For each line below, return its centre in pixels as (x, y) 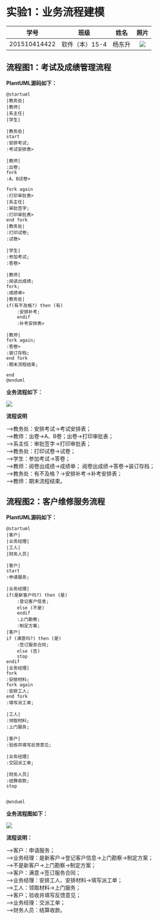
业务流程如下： (24, 392)
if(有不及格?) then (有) (35, 306)
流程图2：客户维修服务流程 (56, 502)
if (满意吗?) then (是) (34, 638)
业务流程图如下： (27, 813)
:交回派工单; (20, 763)
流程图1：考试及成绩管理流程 (59, 67)
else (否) (29, 651)
